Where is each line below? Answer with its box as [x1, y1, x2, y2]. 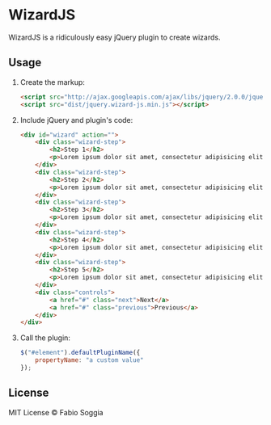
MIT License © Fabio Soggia [8, 407, 104, 417]
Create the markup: [19, 77, 85, 86]
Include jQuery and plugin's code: [19, 115, 133, 124]
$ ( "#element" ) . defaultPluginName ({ [19, 349, 141, 357]
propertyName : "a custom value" [35, 356, 144, 364]
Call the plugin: [19, 333, 71, 343]
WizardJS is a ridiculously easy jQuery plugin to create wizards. [8, 32, 221, 42]
